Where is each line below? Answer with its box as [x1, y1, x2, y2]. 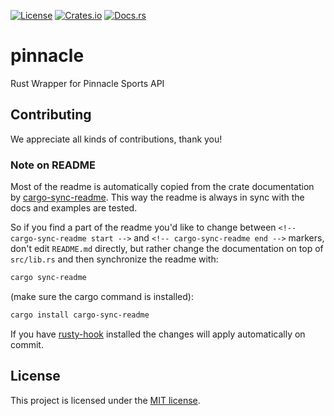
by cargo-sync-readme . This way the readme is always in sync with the [10, 191, 305, 204]
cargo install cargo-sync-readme [10, 310, 150, 320]
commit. [10, 338, 44, 350]
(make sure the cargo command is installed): [10, 290, 194, 302]
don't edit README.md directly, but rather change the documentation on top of [10, 243, 324, 255]
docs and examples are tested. [10, 202, 138, 214]
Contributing [10, 106, 92, 124]
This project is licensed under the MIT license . [10, 394, 201, 406]
